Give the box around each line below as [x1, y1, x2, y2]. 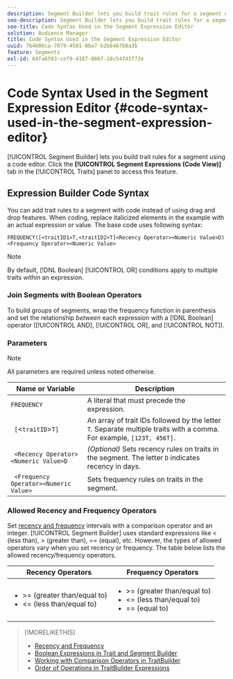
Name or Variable [16, 384, 75, 394]
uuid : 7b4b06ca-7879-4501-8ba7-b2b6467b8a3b [7, 42, 138, 49]
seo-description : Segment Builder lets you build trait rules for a [7, 17, 209, 24]
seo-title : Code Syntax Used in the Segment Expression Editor [7, 23, 194, 30]
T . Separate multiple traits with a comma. [87, 424, 220, 434]
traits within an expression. [7, 273, 85, 281]
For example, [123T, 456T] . [87, 433, 175, 443]
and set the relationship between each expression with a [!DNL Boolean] [7, 313, 214, 321]
